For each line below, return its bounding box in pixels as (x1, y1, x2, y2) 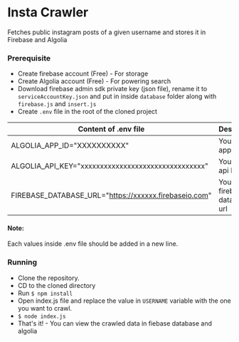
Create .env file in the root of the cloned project (17, 108, 158, 116)
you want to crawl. (17, 304, 73, 312)
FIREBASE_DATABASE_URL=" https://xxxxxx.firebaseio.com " (11, 190, 212, 200)
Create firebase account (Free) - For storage (17, 69, 149, 78)
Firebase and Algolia (7, 35, 68, 43)
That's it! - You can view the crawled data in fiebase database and (17, 318, 212, 328)
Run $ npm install (17, 289, 73, 297)
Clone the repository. (17, 274, 80, 282)
